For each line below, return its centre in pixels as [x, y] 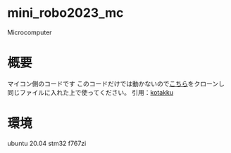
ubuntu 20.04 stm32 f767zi [47, 143]
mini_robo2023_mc [65, 13]
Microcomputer [30, 32]
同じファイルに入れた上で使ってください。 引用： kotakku [90, 92]
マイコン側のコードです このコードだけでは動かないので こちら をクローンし [116, 84]
